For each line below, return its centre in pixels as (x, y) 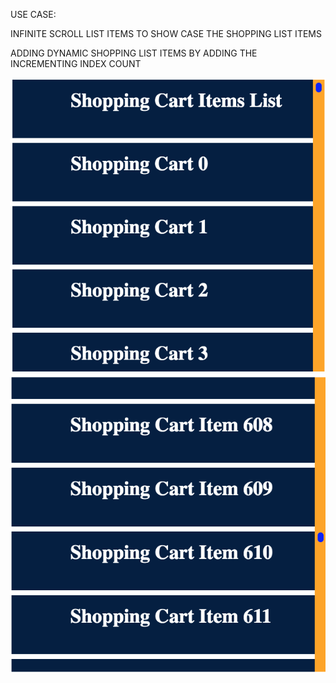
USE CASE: (33, 14)
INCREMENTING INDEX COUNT (76, 63)
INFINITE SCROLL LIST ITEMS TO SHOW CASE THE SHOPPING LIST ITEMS (166, 33)
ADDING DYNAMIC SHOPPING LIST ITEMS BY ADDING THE (134, 53)
